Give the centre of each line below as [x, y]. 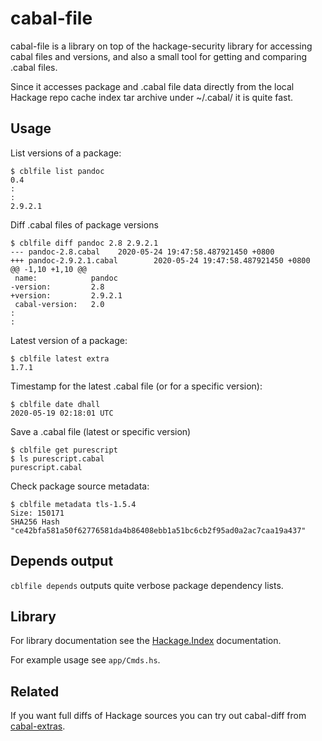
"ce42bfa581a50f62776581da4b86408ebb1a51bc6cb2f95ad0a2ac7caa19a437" [158, 530]
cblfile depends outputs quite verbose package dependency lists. [147, 585]
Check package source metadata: [80, 486]
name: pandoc [66, 278]
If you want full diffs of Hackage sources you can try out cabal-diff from [158, 716]
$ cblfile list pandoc [57, 171]
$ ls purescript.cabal [57, 458]
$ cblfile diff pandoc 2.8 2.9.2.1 [84, 243]
